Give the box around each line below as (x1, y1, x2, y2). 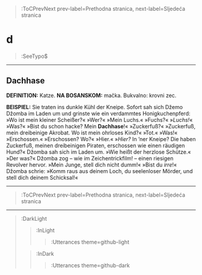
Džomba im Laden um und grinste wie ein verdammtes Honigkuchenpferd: (6, 110, 191, 117)
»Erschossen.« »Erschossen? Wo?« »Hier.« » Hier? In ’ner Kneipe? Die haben (6, 135, 196, 142)
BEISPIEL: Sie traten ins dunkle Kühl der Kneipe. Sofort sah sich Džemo (6, 103, 183, 110)
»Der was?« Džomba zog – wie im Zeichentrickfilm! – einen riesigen (6, 154, 174, 162)
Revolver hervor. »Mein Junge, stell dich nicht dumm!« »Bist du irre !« (6, 161, 177, 168)
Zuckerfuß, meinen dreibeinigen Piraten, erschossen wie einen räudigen (6, 142, 185, 149)
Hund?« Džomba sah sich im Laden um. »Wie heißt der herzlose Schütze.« (6, 148, 191, 156)
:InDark (35, 250, 54, 257)
